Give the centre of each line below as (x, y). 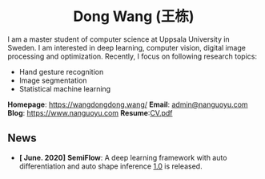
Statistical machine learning (65, 88)
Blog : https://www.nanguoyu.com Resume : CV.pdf (90, 112)
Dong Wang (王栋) (134, 16)
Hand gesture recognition (61, 71)
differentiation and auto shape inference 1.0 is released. (110, 166)
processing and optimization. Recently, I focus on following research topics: (132, 56)
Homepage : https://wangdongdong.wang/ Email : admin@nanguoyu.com (128, 104)
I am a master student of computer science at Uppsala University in (118, 39)
